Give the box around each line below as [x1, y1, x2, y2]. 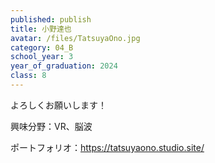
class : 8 [10, 71, 47, 81]
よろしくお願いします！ [10, 99, 107, 111]
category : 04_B [10, 42, 74, 53]
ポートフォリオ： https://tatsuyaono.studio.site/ [10, 141, 205, 153]
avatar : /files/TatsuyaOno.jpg [10, 33, 141, 43]
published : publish [10, 14, 92, 25]
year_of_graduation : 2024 [10, 61, 118, 71]
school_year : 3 [10, 52, 74, 62]
